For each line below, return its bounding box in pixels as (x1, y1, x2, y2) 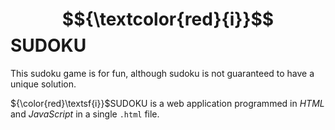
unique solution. (10, 78, 77, 90)
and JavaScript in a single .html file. (10, 108, 160, 120)
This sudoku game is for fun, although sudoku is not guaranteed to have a (10, 67, 315, 79)
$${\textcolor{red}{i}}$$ (61, 8, 275, 31)
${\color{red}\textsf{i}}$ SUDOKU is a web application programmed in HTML (10, 97, 325, 109)
